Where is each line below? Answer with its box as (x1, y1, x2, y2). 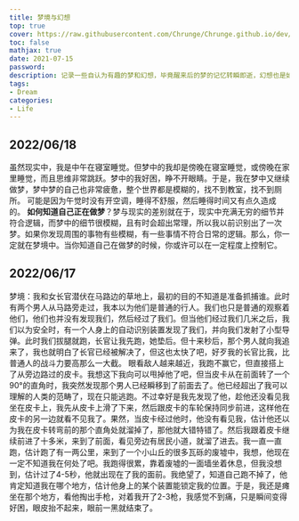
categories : (9, 95, 53, 105)
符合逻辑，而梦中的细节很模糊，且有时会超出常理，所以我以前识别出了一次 (9, 217, 282, 228)
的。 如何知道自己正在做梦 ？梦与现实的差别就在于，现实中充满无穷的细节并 (9, 207, 285, 217)
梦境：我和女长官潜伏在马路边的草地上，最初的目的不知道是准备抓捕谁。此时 (9, 290, 290, 301)
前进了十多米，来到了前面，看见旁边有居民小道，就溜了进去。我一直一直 (16, 436, 282, 446)
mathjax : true (9, 46, 62, 55)
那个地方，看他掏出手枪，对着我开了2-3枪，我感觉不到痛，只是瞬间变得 (24, 491, 287, 501)
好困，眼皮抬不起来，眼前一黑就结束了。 (9, 502, 158, 513)
